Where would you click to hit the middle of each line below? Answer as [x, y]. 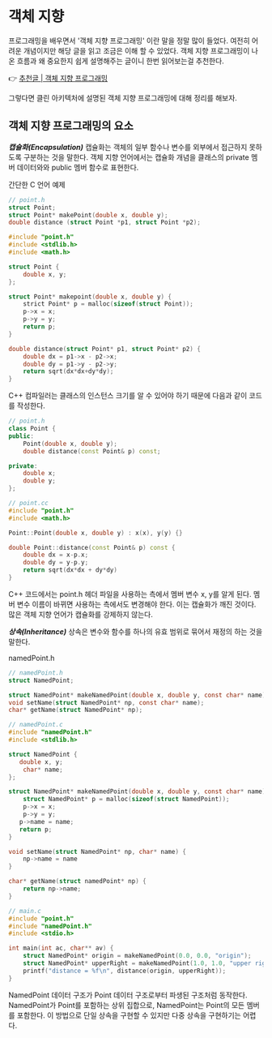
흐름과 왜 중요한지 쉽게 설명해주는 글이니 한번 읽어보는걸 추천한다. [120, 61]
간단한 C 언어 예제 [37, 184]
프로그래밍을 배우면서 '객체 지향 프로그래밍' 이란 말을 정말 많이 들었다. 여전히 [129, 41]
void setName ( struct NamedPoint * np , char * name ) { [97, 851]
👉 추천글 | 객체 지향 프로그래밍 [58, 78]
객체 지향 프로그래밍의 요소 [71, 126]
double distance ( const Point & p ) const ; [92, 451]
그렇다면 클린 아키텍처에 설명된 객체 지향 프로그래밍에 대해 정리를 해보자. [123, 97]
